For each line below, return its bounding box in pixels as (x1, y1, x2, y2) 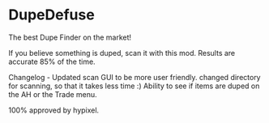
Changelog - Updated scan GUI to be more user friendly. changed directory (8, 72, 261, 82)
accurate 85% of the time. (8, 57, 96, 66)
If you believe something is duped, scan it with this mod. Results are (8, 48, 236, 57)
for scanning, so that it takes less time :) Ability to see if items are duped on (8, 81, 260, 91)
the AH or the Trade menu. (8, 89, 97, 99)
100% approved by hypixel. (8, 105, 100, 115)
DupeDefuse (8, 6, 95, 24)
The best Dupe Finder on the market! (8, 32, 132, 42)
